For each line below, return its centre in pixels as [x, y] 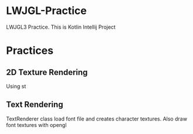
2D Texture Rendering [47, 72]
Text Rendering [35, 104]
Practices [30, 51]
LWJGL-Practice [46, 11]
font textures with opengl [36, 125]
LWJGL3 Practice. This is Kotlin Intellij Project [61, 27]
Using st [16, 86]
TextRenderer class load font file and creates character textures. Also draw [97, 119]
